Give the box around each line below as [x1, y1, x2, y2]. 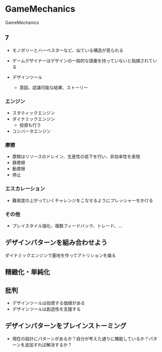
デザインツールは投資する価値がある [12, 300, 85, 306]
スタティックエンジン [12, 110, 55, 116]
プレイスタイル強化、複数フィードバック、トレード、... [12, 223, 122, 228]
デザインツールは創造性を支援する [12, 306, 81, 312]
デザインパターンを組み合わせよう [5, 238, 107, 247]
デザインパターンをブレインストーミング [5, 322, 127, 330]
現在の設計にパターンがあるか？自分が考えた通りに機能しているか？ [12, 335, 149, 341]
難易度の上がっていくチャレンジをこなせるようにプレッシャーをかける [12, 197, 153, 203]
